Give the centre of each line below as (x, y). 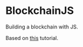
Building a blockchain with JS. (42, 27)
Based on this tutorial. (32, 38)
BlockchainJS (40, 11)
